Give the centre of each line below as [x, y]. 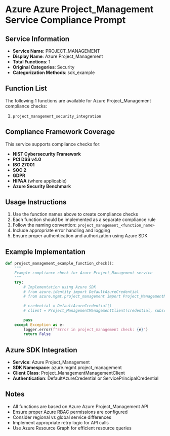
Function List [26, 88]
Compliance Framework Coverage [60, 132]
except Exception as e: [39, 325]
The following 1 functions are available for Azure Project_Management [78, 100]
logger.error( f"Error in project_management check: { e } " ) [86, 330]
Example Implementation [46, 252]
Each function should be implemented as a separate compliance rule [84, 220]
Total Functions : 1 [31, 62]
